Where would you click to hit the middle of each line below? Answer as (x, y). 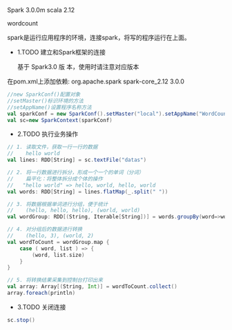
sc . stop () (21, 320)
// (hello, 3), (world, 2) (51, 236)
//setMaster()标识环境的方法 (46, 101)
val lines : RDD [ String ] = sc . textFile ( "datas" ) (77, 160)
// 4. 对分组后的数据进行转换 (45, 229)
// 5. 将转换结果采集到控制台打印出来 (55, 280)
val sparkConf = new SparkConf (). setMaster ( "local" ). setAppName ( (103, 114)
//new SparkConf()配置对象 (44, 94)
